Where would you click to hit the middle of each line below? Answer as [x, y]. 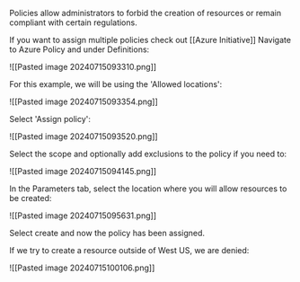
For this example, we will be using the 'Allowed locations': [116, 84]
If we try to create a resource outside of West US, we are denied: [129, 250]
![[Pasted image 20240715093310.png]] [83, 67]
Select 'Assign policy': [50, 119]
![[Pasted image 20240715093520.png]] [84, 137]
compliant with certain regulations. [73, 22]
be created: [31, 198]
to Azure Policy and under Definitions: [79, 49]
